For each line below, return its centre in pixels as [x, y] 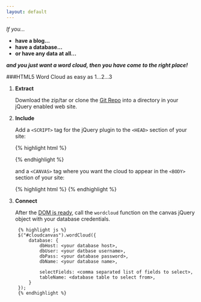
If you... [16, 29]
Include [25, 118]
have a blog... [32, 40]
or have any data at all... [46, 53]
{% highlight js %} [42, 230]
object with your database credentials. [62, 219]
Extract [24, 88]
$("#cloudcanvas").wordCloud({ [57, 235]
